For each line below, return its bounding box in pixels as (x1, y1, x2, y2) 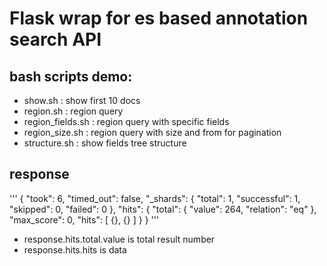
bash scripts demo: (9, 68, 133, 85)
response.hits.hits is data (23, 243, 127, 256)
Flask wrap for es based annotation (9, 7, 309, 30)
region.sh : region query (23, 105, 124, 117)
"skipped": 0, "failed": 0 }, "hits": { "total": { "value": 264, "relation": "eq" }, (9, 203, 317, 215)
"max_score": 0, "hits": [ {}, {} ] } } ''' (9, 213, 160, 226)
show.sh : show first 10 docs (23, 95, 141, 106)
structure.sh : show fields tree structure (23, 137, 187, 149)
